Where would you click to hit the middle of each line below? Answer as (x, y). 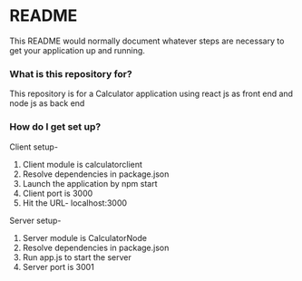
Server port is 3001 (58, 266)
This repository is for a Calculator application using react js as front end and (151, 94)
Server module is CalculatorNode (85, 237)
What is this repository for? (71, 73)
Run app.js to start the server (77, 257)
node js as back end (47, 103)
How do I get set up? (55, 127)
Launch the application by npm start (90, 183)
